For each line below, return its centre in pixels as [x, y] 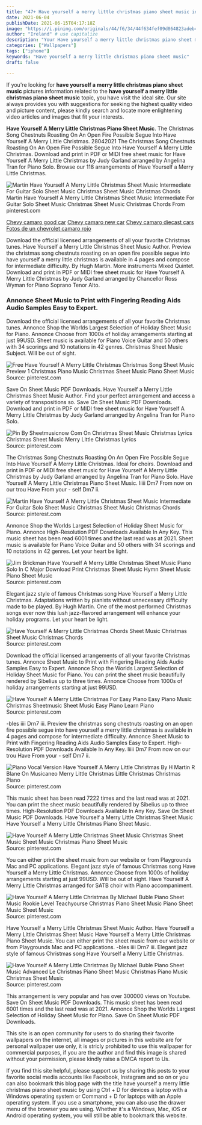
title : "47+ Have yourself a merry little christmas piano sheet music [98, 12]
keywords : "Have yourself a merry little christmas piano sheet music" [98, 57]
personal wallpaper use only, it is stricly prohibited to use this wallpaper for [99, 1046]
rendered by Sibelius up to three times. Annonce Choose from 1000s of [94, 681]
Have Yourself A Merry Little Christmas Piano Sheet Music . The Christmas [100, 128]
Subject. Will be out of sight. [41, 353]
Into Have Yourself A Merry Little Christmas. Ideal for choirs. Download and [99, 464]
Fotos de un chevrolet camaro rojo [49, 228]
